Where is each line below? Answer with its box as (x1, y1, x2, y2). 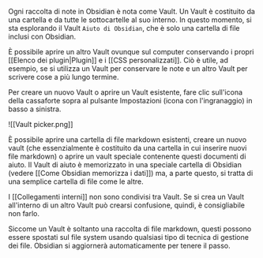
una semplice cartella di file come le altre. (8, 177, 144, 186)
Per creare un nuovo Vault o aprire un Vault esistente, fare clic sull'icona (8, 88, 243, 97)
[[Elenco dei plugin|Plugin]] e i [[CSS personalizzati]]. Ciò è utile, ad (8, 55, 229, 65)
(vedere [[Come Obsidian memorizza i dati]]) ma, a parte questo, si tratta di (8, 169, 254, 178)
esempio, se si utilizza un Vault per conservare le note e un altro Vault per (8, 64, 248, 73)
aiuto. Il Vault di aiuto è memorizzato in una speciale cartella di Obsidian (8, 160, 242, 169)
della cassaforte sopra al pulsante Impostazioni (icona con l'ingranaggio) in (8, 96, 253, 105)
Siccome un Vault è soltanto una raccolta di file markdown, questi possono (8, 224, 252, 234)
